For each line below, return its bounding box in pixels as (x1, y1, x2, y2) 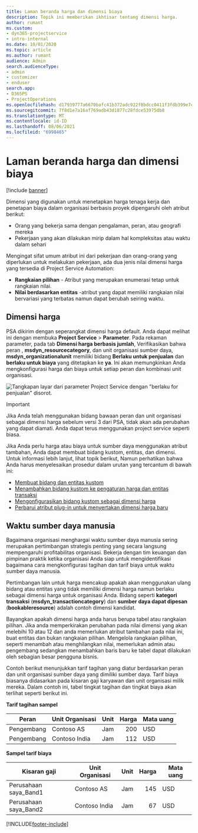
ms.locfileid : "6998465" (6, 129, 67, 136)
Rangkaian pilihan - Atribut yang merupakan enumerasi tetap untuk (14, 276, 180, 283)
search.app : (6, 85, 35, 91)
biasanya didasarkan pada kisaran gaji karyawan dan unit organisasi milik (6, 677, 184, 684)
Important (6, 400, 30, 407)
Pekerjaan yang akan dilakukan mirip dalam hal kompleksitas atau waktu (14, 234, 190, 242)
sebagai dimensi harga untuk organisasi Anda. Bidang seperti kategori (6, 592, 177, 599)
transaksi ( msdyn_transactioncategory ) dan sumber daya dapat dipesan (6, 598, 187, 605)
